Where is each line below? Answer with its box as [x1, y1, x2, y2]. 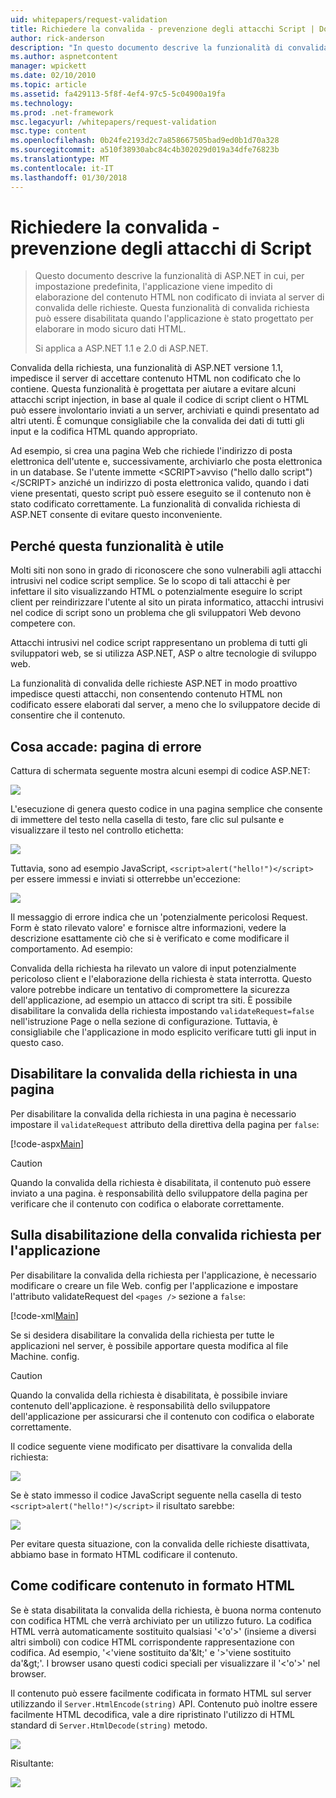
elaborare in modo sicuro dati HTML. [34, 323, 187, 335]
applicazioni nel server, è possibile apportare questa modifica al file [10, 1339, 289, 1351]
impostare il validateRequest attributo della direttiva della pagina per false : [10, 1118, 320, 1130]
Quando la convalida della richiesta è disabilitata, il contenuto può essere [10, 1176, 312, 1188]
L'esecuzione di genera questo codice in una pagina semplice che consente [10, 803, 323, 815]
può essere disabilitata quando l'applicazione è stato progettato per [34, 312, 314, 325]
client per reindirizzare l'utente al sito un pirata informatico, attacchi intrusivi [10, 596, 324, 608]
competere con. [10, 617, 76, 630]
